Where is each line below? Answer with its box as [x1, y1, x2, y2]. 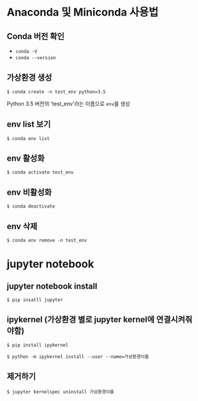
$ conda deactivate [7, 203, 55, 209]
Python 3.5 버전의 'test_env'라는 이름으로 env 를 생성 [7, 100, 131, 107]
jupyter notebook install [7, 281, 98, 291]
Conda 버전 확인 [7, 31, 65, 41]
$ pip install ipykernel [7, 342, 69, 348]
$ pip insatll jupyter [7, 297, 63, 303]
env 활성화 [7, 153, 45, 163]
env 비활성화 [7, 187, 52, 198]
